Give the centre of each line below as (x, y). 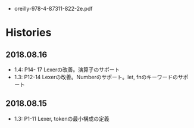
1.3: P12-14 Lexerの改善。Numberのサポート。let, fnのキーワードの (96, 77)
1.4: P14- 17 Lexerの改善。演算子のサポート (67, 70)
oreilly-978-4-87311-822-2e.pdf (53, 9)
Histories (29, 33)
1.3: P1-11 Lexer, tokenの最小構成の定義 (62, 118)
